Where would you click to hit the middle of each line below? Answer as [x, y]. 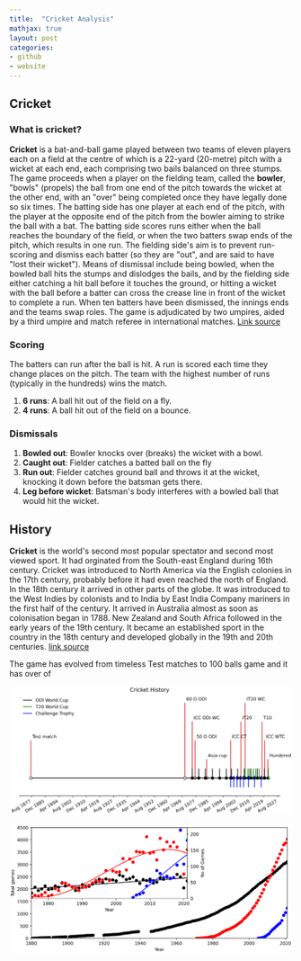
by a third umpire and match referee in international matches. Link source [145, 321]
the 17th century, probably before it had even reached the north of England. [149, 579]
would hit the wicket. [61, 501]
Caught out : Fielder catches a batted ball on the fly [117, 463]
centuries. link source [49, 647]
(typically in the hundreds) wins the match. [89, 383]
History [31, 530]
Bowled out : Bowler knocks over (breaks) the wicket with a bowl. [142, 454]
